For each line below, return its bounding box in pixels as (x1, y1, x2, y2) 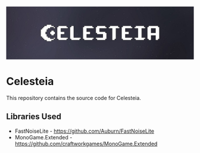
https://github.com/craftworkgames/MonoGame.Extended (14, 140, 158, 147)
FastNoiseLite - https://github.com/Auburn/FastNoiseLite (14, 127, 155, 135)
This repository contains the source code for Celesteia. (6, 94, 142, 101)
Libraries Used (6, 111, 61, 122)
